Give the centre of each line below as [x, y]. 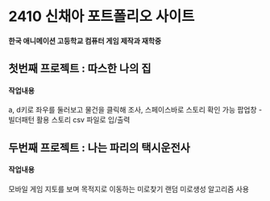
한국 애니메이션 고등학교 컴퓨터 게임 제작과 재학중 [85, 40]
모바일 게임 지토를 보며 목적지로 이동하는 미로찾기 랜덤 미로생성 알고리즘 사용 [129, 189]
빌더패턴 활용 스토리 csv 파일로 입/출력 [69, 120]
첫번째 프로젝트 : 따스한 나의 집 [80, 69]
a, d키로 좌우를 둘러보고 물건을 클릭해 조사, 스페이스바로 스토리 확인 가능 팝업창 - [135, 110]
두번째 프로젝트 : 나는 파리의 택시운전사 [100, 148]
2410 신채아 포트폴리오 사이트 [102, 16]
